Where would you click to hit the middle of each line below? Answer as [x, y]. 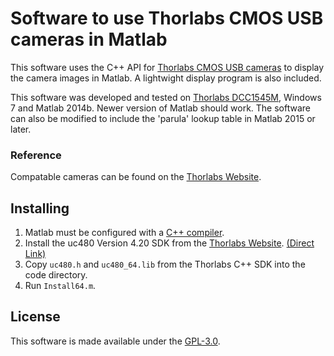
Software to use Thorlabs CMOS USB [167, 18]
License [35, 317]
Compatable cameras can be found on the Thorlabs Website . [136, 177]
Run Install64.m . [60, 286]
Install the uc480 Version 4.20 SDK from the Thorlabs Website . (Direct [169, 243]
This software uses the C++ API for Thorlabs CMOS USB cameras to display [167, 67]
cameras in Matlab [89, 39]
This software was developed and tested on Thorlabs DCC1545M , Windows [166, 97]
